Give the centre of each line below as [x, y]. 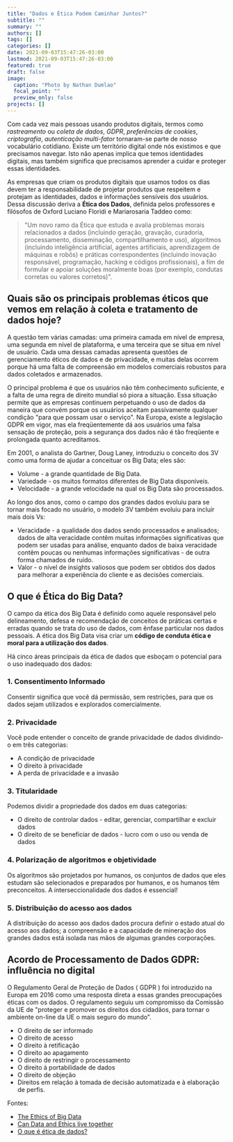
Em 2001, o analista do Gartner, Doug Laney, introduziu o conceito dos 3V [113, 452]
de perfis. [31, 1089]
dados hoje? [34, 320]
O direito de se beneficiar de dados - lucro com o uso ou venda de [113, 834]
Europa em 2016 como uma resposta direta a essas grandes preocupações [115, 994]
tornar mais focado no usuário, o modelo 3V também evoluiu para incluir [111, 509]
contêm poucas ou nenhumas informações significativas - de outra [113, 552]
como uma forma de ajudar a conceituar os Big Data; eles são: [96, 460]
